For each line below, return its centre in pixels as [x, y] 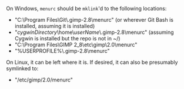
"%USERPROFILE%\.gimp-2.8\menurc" [62, 51]
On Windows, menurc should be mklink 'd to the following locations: [86, 8]
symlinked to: [22, 69]
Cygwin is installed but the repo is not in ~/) [67, 38]
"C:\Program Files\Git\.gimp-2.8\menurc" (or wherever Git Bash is [94, 20]
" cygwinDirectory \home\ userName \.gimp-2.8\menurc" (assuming [94, 32]
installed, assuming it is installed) [55, 26]
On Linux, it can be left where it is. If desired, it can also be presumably [92, 62]
